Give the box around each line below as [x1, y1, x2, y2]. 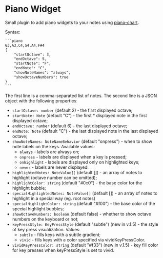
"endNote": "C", [14, 66, 47, 71]
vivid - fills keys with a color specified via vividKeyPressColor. [19, 237, 145, 242]
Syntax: [5, 29, 20, 35]
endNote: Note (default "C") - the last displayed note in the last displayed [12, 128, 159, 134]
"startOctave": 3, [14, 52, 51, 57]
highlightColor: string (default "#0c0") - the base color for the [12, 179, 143, 186]
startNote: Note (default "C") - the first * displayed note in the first [12, 112, 147, 118]
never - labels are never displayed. [19, 164, 89, 170]
